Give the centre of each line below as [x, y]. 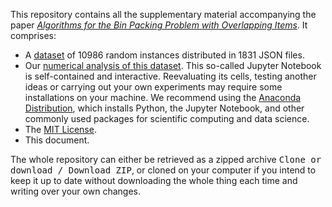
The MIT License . [60, 129]
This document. [57, 140]
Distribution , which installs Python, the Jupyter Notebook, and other [164, 108]
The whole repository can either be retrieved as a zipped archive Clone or [166, 159]
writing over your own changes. [75, 191]
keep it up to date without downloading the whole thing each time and [154, 180]
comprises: [33, 35]
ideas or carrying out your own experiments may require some [153, 87]
